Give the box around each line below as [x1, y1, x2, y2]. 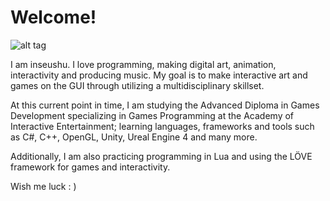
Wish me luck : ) [10, 180, 77, 192]
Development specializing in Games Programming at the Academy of [10, 109, 295, 121]
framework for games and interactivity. [10, 161, 171, 173]
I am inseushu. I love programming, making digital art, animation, [10, 58, 277, 70]
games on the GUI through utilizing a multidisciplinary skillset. [10, 79, 265, 91]
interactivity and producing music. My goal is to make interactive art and [10, 69, 308, 81]
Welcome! [10, 6, 97, 29]
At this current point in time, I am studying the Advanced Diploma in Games [10, 99, 320, 111]
